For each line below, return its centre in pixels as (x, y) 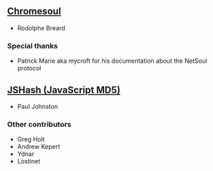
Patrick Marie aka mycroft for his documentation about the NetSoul (112, 61)
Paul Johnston (38, 106)
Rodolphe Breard (41, 28)
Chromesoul (34, 11)
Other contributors (39, 124)
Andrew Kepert (39, 147)
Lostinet (29, 161)
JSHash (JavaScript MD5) (64, 90)
